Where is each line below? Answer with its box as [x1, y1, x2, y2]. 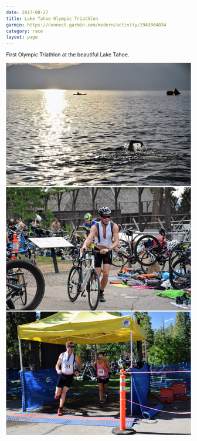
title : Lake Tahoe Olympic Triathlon [6, 15, 98, 22]
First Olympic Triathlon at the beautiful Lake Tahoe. [6, 51, 130, 58]
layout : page [6, 34, 38, 41]
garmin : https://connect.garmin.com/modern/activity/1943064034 [6, 22, 167, 28]
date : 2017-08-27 [6, 9, 49, 15]
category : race [6, 28, 43, 34]
